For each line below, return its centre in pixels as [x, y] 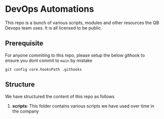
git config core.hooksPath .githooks [44, 69]
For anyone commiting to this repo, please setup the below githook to [75, 55]
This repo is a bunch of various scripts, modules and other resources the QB [82, 23]
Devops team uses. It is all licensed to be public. [54, 28]
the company [25, 111]
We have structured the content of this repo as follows [60, 96]
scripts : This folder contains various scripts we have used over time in [83, 106]
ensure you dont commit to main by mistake [49, 60]
